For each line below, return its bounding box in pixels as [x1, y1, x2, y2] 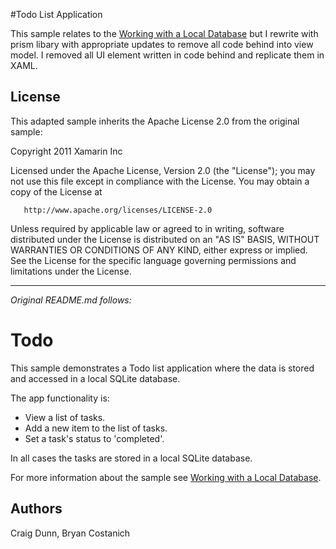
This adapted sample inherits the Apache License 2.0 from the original [10, 115, 300, 127]
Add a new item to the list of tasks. [24, 422, 168, 434]
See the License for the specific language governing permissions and [10, 254, 297, 266]
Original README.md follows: [10, 294, 132, 306]
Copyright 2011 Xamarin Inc [10, 145, 123, 157]
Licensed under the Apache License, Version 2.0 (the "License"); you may [10, 164, 316, 176]
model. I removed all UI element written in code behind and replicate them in [10, 49, 325, 61]
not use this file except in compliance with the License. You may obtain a [10, 175, 310, 187]
